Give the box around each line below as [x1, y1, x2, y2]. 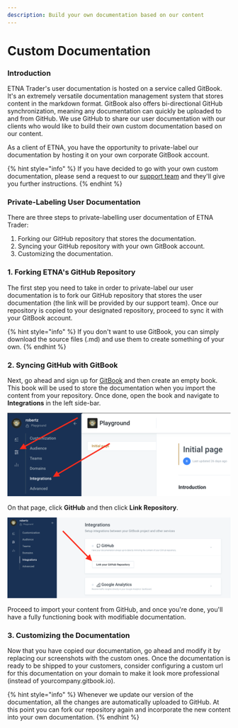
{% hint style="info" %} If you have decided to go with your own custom [7, 164, 218, 173]
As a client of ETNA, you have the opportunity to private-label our [7, 143, 199, 152]
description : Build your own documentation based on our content [7, 11, 204, 18]
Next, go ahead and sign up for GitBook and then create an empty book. [7, 376, 218, 384]
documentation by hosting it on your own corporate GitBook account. [7, 151, 210, 159]
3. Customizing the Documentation [7, 630, 130, 640]
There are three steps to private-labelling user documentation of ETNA [7, 213, 214, 222]
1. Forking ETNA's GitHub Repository [7, 267, 136, 277]
